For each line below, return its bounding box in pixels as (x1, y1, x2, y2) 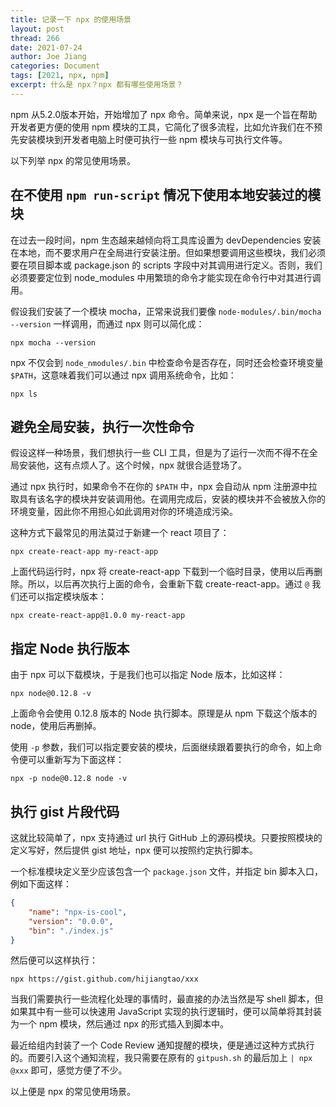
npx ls (10, 389, 38, 399)
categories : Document (10, 61, 101, 71)
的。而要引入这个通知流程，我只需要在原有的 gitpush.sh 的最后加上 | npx (10, 1052, 313, 1064)
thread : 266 (10, 33, 60, 43)
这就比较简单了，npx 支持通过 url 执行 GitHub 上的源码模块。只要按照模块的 (10, 832, 323, 843)
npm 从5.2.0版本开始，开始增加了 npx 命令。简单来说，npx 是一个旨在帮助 (10, 108, 318, 120)
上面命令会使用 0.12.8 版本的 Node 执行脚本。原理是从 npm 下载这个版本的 (10, 707, 318, 720)
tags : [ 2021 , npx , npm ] (10, 71, 110, 81)
